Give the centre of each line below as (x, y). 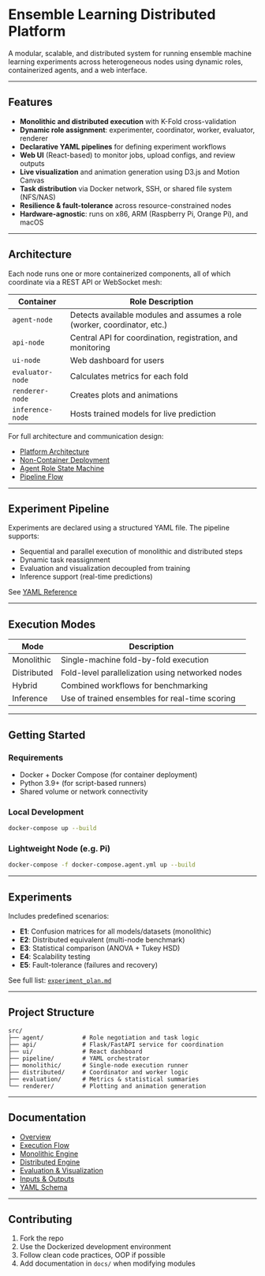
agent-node (32, 319)
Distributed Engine (50, 1162)
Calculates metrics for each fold (129, 376)
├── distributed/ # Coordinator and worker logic (99, 1072)
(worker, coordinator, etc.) (119, 324)
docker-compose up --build (52, 829)
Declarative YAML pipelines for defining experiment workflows (123, 146)
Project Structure (51, 1012)
